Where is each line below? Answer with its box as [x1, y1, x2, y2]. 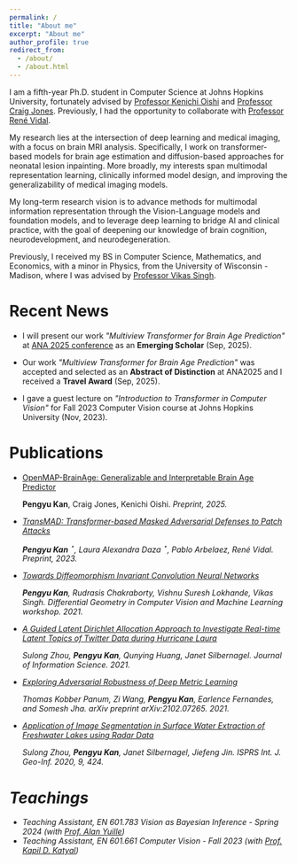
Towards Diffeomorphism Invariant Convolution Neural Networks [21, 571, 260, 581]
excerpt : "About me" [9, 29, 86, 38]
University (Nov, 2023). [21, 411, 108, 422]
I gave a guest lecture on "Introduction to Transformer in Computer [21, 393, 268, 403]
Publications [9, 443, 104, 463]
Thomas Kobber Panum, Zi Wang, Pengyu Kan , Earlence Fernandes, [21, 694, 275, 704]
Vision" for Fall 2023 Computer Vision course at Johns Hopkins [21, 402, 254, 413]
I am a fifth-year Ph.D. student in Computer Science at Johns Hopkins [9, 86, 264, 97]
